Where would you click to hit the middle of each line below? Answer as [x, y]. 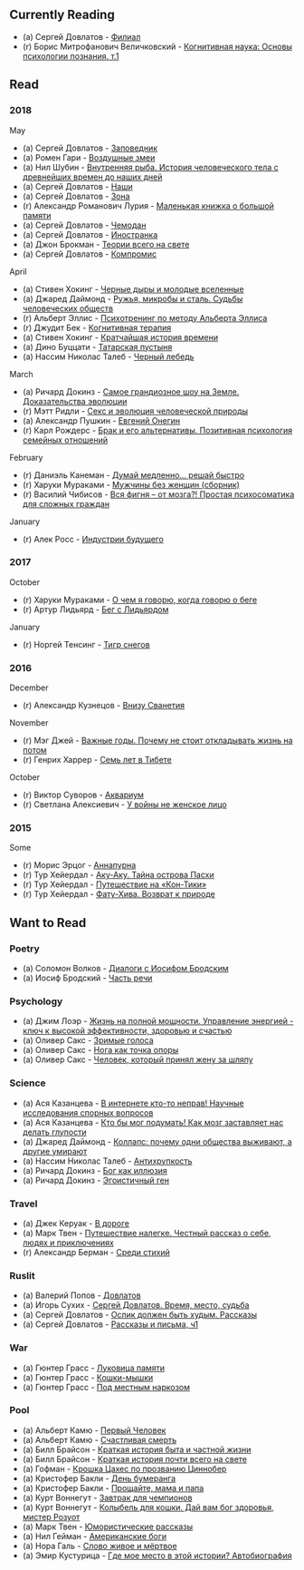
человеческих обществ [68, 308]
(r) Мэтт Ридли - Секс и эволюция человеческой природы [135, 411]
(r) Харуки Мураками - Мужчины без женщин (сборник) [131, 484]
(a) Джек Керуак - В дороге [76, 1223]
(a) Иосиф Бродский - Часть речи [87, 978]
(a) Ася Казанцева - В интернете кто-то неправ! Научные [133, 1103]
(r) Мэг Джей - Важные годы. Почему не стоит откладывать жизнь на [157, 741]
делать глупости [55, 1132]
